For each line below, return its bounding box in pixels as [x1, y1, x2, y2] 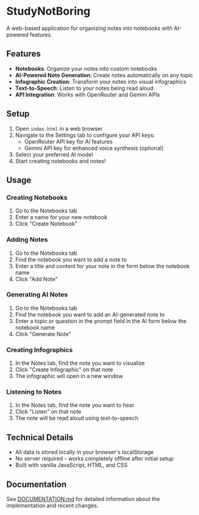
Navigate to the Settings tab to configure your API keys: [15, 131, 156, 139]
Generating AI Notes [6, 290, 68, 299]
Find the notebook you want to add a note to [15, 255, 127, 263]
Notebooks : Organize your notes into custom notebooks [15, 65, 157, 72]
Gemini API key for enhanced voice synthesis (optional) [24, 144, 164, 152]
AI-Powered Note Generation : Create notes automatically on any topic [15, 71, 194, 79]
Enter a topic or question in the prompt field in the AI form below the [15, 317, 187, 324]
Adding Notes [6, 235, 48, 244]
